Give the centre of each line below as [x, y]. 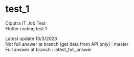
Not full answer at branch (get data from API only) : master [67, 44]
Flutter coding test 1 [26, 28]
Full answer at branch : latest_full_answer [49, 49]
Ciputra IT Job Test [26, 23]
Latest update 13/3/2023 [31, 39]
